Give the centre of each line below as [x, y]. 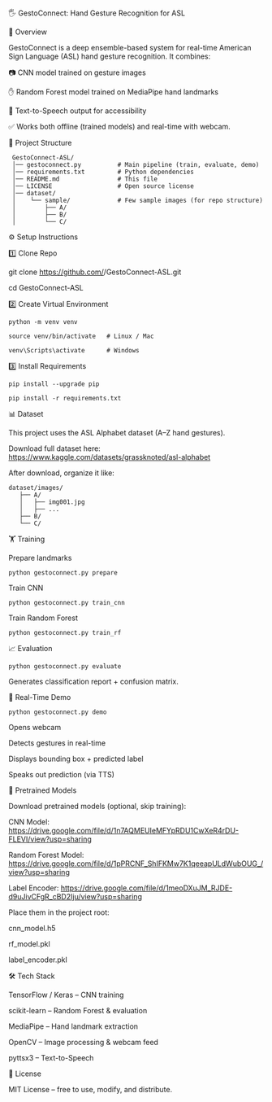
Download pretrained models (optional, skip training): [97, 806]
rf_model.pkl [29, 944]
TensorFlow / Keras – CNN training [66, 995]
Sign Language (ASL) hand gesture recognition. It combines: [110, 56]
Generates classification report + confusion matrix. [93, 681]
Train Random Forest [43, 618]
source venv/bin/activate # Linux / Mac [81, 336]
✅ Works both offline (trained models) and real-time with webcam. [120, 127]
